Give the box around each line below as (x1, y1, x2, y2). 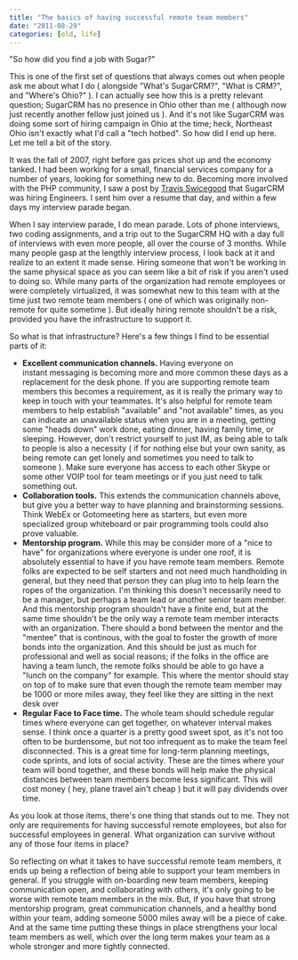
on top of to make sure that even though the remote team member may (21, 679, 283, 690)
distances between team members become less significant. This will (21, 774, 273, 785)
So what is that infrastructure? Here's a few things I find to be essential (9, 331, 270, 342)
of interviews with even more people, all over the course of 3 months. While (9, 238, 287, 249)
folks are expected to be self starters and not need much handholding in (21, 566, 287, 577)
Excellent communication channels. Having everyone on (21, 358, 234, 369)
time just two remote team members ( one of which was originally (9, 295, 249, 305)
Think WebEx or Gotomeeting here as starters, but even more (21, 509, 247, 520)
